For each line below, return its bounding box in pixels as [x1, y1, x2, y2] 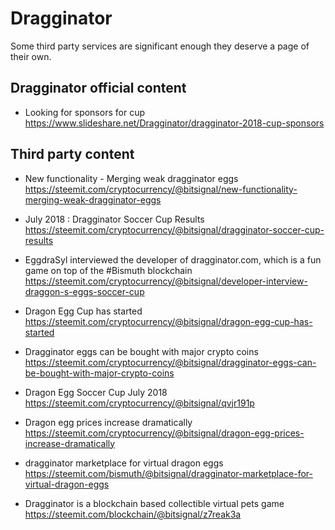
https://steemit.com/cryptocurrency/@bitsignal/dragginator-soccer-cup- [24, 223, 325, 236]
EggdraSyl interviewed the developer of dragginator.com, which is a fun [24, 253, 322, 266]
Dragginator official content [10, 80, 187, 97]
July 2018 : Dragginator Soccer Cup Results [24, 213, 205, 225]
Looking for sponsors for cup [24, 106, 145, 118]
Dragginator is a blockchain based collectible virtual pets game [24, 497, 285, 509]
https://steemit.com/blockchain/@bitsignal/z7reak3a [24, 508, 242, 520]
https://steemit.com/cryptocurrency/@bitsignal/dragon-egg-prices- [24, 427, 305, 439]
